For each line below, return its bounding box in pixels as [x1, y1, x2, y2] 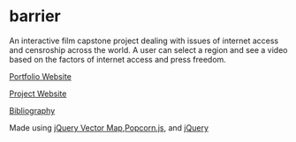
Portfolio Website [9, 71, 72, 81]
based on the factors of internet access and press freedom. [9, 54, 227, 64]
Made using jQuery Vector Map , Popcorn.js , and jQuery [9, 122, 209, 133]
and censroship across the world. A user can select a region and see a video [9, 44, 288, 55]
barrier [9, 6, 61, 26]
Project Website [9, 88, 67, 99]
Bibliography [9, 105, 56, 116]
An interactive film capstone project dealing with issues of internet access [9, 35, 279, 46]
